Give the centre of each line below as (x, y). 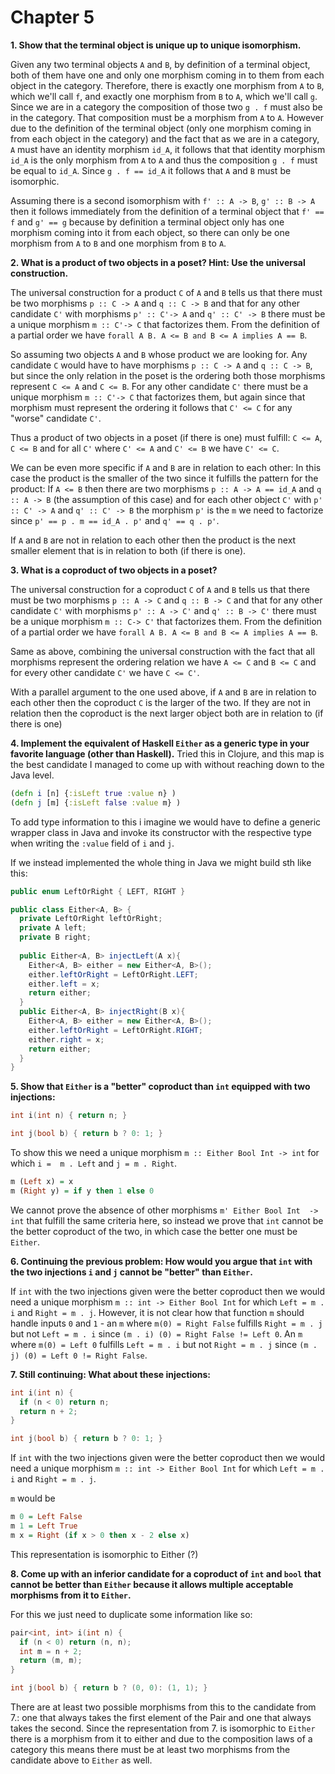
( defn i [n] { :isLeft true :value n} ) (93, 793)
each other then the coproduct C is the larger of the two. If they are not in (161, 702)
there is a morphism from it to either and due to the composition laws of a (161, 1739)
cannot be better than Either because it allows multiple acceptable (152, 1584)
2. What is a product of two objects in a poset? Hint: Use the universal (158, 262)
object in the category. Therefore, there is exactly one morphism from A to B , (167, 85)
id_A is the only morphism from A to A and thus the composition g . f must (164, 160)
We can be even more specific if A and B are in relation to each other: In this (166, 467)
